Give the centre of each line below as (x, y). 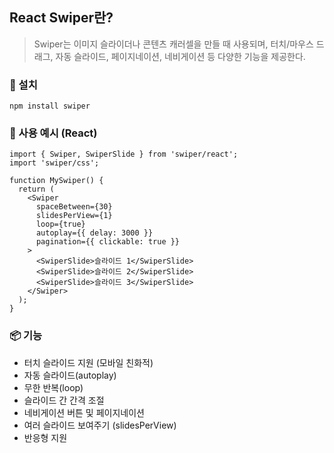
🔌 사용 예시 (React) (53, 133)
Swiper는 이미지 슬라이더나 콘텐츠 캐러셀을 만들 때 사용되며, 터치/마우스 (173, 44)
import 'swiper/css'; (54, 163)
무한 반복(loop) (53, 387)
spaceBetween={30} (74, 207)
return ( (36, 189)
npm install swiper (50, 106)
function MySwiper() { (56, 181)
